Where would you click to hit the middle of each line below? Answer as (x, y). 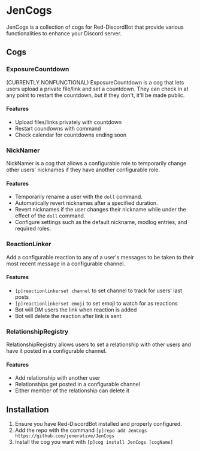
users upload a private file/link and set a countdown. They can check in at (97, 89)
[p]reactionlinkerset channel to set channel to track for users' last (99, 290)
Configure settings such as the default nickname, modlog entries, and (101, 222)
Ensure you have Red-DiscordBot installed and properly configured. (99, 424)
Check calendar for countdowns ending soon (71, 135)
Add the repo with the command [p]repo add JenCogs (81, 430)
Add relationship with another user (57, 378)
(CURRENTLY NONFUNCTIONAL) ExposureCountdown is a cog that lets (95, 82)
